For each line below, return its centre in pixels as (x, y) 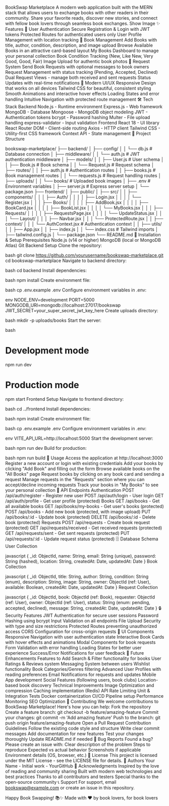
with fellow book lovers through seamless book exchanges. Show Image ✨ (83, 23)
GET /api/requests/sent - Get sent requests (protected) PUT (68, 533)
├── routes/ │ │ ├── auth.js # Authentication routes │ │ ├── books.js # (80, 170)
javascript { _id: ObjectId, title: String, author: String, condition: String (77, 576)
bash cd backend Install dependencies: (46, 270)
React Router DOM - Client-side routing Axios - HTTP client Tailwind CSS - (83, 128)
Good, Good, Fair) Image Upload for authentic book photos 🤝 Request (78, 61)
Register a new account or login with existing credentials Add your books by (84, 463)
